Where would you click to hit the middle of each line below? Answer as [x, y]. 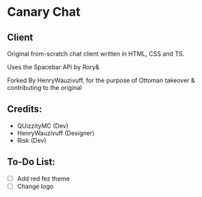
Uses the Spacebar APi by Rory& [53, 67]
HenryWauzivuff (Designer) [55, 133]
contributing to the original [45, 88]
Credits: [25, 109]
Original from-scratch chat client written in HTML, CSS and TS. [96, 54]
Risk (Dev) [31, 140]
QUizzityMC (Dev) [42, 126]
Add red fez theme [43, 178]
